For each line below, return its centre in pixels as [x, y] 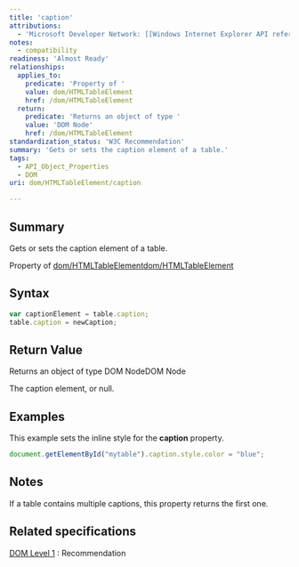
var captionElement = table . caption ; [79, 314]
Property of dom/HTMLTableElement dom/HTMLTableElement [121, 265]
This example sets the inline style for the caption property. [117, 438]
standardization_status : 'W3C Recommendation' [97, 142]
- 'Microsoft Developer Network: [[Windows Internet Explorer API [143, 34]
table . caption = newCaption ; [63, 322]
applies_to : [40, 76]
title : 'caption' [41, 17]
